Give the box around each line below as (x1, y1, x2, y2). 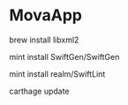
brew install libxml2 (9, 34, 79, 45)
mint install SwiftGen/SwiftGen (9, 51, 120, 62)
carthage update (9, 86, 70, 96)
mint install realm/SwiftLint (9, 68, 106, 79)
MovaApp (9, 5, 82, 26)
